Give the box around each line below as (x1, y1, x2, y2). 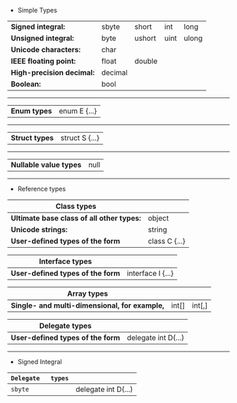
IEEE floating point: (11, 56, 76, 66)
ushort (134, 33, 157, 43)
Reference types (17, 185, 66, 193)
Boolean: (11, 79, 41, 89)
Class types (55, 201, 97, 211)
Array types (66, 289, 108, 299)
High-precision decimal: (11, 68, 95, 77)
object (147, 213, 169, 223)
